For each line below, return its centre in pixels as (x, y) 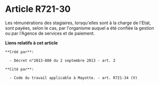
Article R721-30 (38, 9)
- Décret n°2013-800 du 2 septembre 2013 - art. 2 (63, 60)
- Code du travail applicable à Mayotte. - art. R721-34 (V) (74, 78)
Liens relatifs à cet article (32, 42)
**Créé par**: (20, 52)
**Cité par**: (20, 69)
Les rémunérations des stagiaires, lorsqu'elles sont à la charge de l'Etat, (78, 23)
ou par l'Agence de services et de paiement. (50, 33)
